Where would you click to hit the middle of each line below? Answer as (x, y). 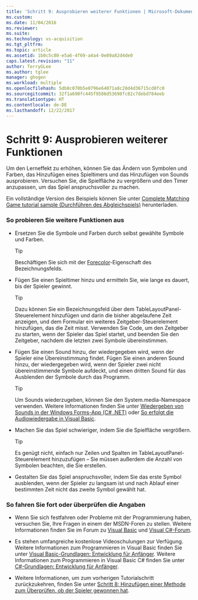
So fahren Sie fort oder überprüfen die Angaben (76, 504)
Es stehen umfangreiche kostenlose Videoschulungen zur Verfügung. (99, 541)
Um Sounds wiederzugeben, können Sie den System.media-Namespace (102, 399)
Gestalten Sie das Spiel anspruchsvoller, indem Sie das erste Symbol (98, 477)
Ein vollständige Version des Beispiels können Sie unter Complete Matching (98, 199)
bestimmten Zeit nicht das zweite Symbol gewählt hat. (80, 489)
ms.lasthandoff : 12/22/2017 (41, 110)
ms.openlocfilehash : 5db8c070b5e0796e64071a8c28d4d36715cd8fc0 (85, 88)
